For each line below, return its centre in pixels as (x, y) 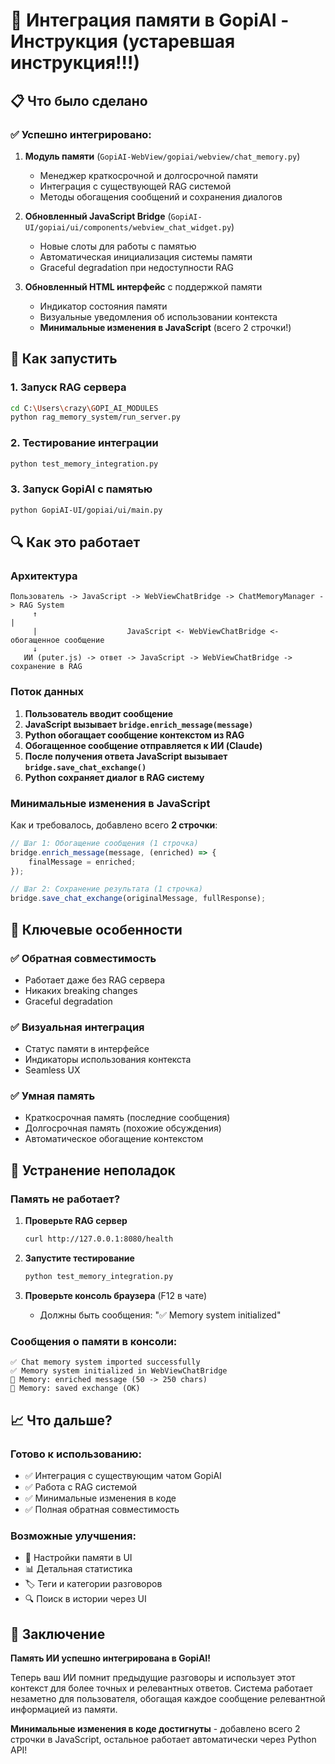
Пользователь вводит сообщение (99, 713)
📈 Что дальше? (61, 1420)
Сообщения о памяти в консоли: (94, 1341)
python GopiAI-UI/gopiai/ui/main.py (86, 510)
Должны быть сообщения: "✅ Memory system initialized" (160, 1315)
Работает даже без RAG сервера (95, 980)
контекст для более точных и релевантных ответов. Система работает (161, 1688)
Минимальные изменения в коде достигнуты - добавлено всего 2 (155, 1728)
